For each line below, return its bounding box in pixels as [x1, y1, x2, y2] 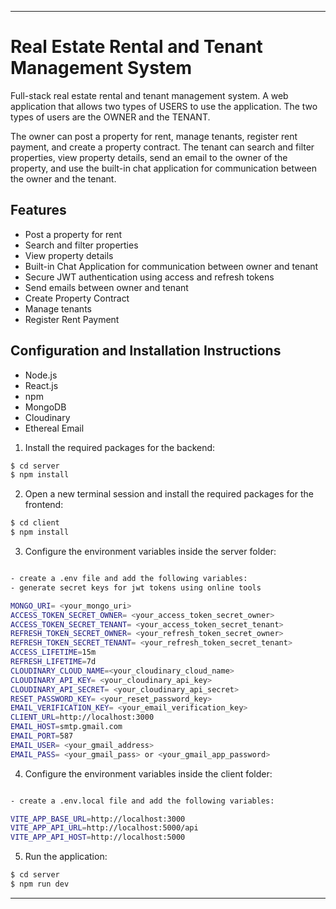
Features [10, 202, 67, 219]
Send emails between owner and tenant [24, 281, 189, 293]
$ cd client [10, 518, 60, 528]
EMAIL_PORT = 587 [10, 731, 74, 741]
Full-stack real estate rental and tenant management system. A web [10, 89, 289, 101]
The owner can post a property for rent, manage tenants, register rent [10, 130, 298, 142]
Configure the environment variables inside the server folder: [24, 546, 277, 558]
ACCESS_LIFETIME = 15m [10, 647, 97, 658]
